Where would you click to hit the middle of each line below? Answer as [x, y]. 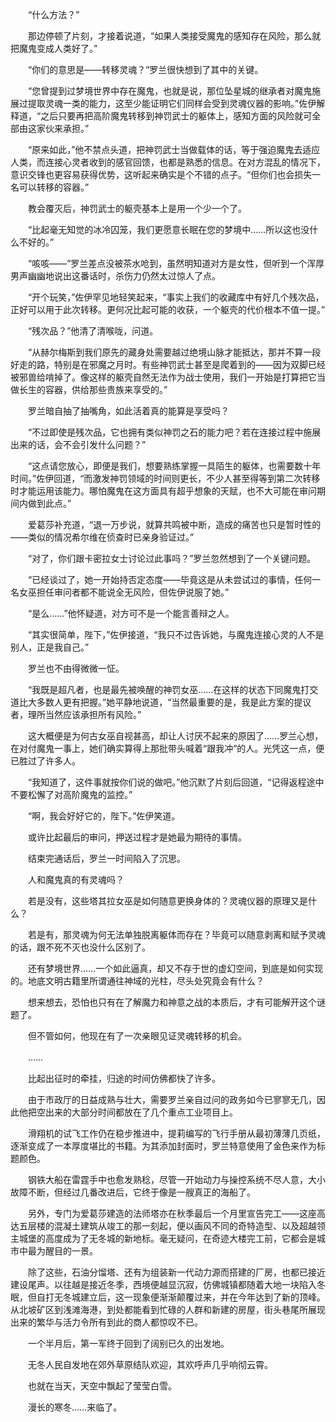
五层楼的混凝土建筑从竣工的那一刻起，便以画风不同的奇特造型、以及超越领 [172, 1226]
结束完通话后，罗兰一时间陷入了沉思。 [106, 858]
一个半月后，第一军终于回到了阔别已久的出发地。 [128, 1343]
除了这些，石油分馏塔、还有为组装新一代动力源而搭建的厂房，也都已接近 [176, 1272]
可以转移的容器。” [54, 187]
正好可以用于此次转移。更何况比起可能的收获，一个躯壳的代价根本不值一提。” [168, 309]
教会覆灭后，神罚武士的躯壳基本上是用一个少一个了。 [137, 208]
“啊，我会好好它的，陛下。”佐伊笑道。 [104, 816]
